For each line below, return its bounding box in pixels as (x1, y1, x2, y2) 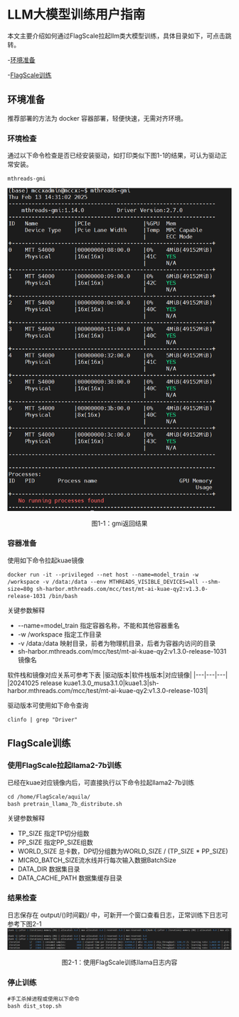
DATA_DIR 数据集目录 (17, 864, 80, 873)
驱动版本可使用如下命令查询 (7, 701, 89, 709)
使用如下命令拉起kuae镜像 (7, 556, 84, 565)
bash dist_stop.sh (7, 1003, 62, 1010)
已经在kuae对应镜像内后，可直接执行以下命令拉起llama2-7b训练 (7, 778, 194, 786)
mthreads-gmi (7, 176, 46, 183)
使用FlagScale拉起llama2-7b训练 (7, 761, 122, 771)
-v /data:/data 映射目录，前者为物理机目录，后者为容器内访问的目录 (17, 639, 216, 647)
